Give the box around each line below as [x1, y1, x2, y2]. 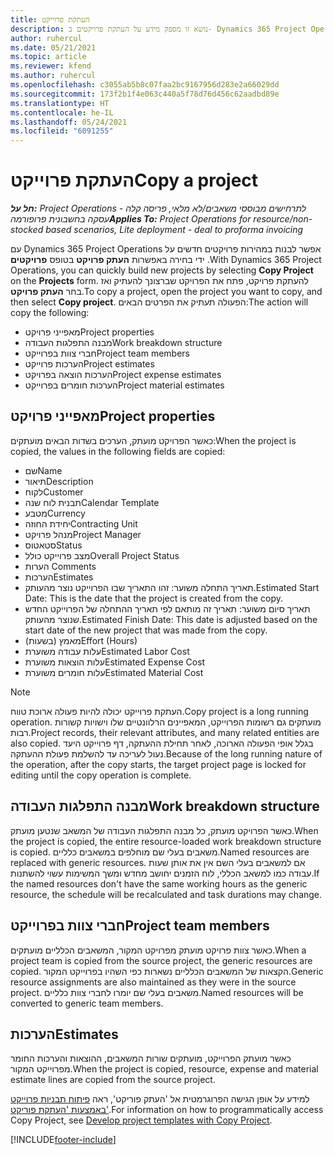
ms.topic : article [10, 52, 87, 62]
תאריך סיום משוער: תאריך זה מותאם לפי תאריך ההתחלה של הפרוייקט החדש [24, 602, 311, 615]
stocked [10, 224, 44, 236]
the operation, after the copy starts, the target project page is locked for [10, 758, 307, 770]
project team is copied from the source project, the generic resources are [10, 954, 313, 966]
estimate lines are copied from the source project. [10, 1074, 216, 1086]
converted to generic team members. [10, 997, 164, 1009]
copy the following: [10, 307, 90, 319]
